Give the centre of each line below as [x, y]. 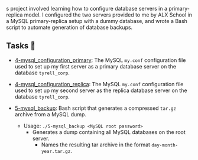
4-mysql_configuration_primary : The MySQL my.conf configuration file [100, 60]
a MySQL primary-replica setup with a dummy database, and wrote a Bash [97, 21]
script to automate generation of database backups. [69, 27]
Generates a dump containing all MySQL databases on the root [109, 132]
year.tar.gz [56, 151]
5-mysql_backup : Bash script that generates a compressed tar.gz [95, 108]
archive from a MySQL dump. [51, 114]
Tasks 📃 [21, 46]
